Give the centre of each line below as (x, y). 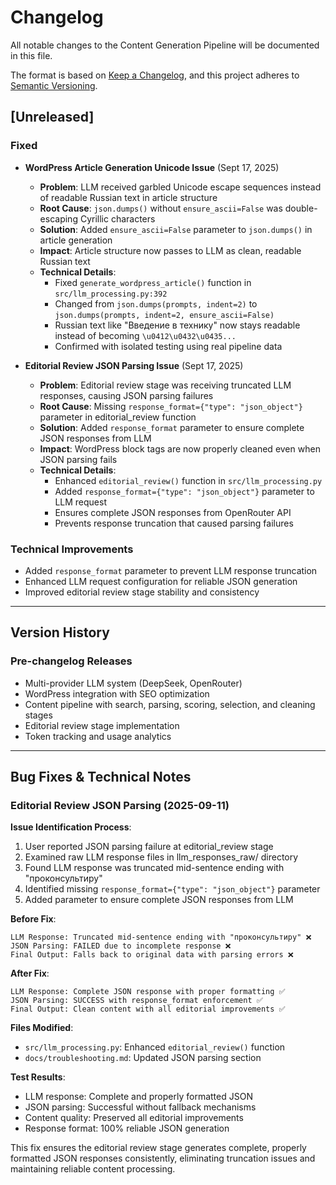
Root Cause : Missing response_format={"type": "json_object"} (171, 406)
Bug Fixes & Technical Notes (101, 777)
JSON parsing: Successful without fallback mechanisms (140, 1107)
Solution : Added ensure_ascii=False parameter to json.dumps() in (176, 229)
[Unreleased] (52, 117)
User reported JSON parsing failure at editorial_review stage (149, 847)
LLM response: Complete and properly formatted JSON (138, 1097)
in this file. (31, 55)
